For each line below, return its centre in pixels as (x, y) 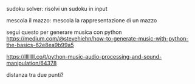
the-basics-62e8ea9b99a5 (40, 45)
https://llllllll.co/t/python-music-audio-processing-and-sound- (84, 57)
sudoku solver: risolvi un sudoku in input (57, 9)
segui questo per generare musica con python (64, 32)
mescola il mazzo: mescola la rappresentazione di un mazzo (82, 20)
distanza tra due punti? (35, 75)
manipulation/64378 (32, 63)
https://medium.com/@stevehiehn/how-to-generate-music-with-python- (97, 38)
